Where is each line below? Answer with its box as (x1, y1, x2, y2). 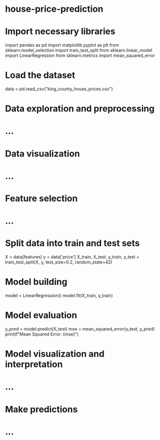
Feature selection (5, 193, 78, 204)
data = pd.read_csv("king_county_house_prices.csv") (5, 86, 113, 92)
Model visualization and (5, 348, 105, 360)
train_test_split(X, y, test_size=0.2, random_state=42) (5, 259, 113, 265)
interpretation (5, 359, 63, 370)
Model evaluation (5, 310, 78, 321)
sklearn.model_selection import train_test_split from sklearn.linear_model (5, 48, 153, 53)
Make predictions (5, 404, 78, 415)
